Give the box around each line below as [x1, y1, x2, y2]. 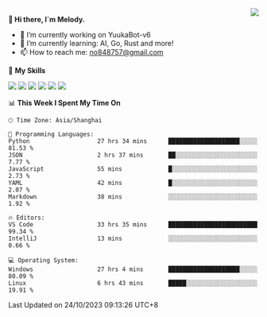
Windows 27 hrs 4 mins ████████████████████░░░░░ [8, 265, 258, 273]
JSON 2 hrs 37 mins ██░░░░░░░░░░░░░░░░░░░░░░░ [8, 151, 258, 159]
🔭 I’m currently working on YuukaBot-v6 [19, 30, 151, 39]
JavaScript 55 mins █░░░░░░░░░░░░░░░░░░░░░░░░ [8, 165, 258, 173]
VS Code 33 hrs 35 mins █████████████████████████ [8, 221, 258, 229]
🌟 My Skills [8, 66, 46, 75]
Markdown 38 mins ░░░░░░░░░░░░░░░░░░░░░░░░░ [8, 193, 258, 201]
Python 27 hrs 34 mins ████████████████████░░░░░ [8, 137, 258, 145]
